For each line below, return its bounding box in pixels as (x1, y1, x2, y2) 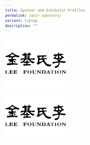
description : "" (5, 23, 38, 28)
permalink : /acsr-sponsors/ (5, 13, 62, 18)
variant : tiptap (5, 18, 38, 23)
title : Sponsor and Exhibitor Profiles (5, 8, 86, 13)
